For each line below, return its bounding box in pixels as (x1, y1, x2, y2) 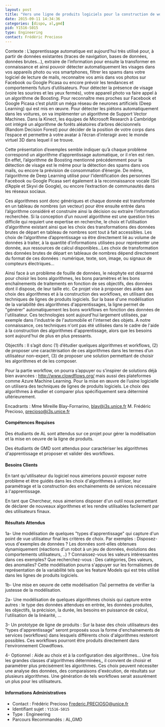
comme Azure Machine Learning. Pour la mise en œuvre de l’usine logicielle (5, 378, 159, 384)
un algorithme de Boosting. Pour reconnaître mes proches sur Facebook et (5, 95, 156, 101)
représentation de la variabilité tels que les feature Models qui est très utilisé (5, 567, 160, 573)
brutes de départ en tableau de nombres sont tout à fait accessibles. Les (5, 229, 152, 235)
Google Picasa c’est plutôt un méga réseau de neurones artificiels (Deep (5, 100, 152, 106)
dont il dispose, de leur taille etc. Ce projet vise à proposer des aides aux (5, 286, 153, 292)
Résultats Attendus (5, 519, 45, 525)
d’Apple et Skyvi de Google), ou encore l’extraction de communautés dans (5, 183, 155, 189)
